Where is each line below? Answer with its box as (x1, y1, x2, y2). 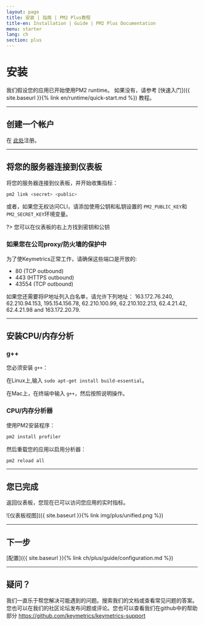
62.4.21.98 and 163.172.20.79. (6, 306, 81, 313)
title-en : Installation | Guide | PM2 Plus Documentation (6, 20, 156, 26)
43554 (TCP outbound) (15, 280, 74, 288)
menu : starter (6, 26, 42, 32)
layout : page (6, 9, 39, 15)
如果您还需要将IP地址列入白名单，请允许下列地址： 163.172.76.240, (6, 292, 174, 300)
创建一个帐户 (6, 119, 55, 129)
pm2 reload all (6, 457, 45, 464)
